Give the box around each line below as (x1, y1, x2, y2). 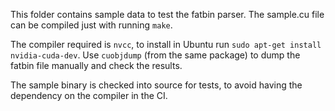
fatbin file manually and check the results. (10, 60, 183, 71)
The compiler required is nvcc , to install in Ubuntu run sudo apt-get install (10, 39, 322, 50)
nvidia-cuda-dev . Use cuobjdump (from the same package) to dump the (10, 49, 301, 61)
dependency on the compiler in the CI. (10, 90, 168, 101)
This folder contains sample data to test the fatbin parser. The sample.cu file (10, 9, 325, 20)
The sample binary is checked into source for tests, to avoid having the (10, 79, 303, 91)
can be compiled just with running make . (10, 19, 173, 31)
